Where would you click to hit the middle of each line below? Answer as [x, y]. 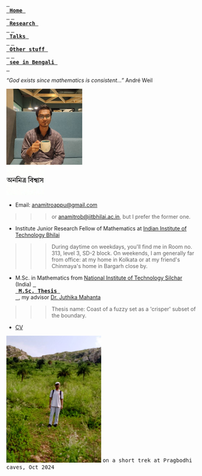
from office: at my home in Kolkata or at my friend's [116, 260]
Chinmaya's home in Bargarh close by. [99, 266]
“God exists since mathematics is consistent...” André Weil [79, 80]
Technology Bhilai [37, 235]
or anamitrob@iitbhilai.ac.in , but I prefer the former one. [121, 217]
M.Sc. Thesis [38, 291]
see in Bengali [32, 62]
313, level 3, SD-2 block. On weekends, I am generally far [123, 254]
